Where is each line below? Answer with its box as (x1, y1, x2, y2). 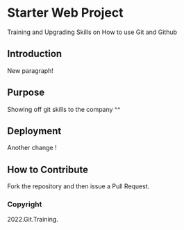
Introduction (7, 48, 62, 60)
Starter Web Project (7, 5, 124, 21)
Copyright (7, 199, 42, 209)
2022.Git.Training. (7, 215, 59, 224)
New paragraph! (7, 66, 54, 74)
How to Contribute (7, 163, 89, 175)
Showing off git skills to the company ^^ (7, 105, 121, 113)
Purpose (7, 87, 45, 99)
